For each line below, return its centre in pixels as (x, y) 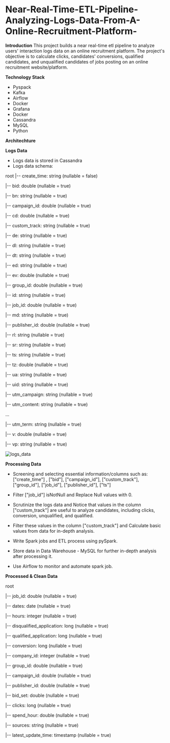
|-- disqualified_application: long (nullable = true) (57, 626)
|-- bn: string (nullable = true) (36, 195)
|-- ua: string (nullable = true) (36, 374)
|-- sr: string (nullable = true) (36, 345)
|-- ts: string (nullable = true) (35, 354)
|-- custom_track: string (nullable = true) (48, 225)
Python (20, 130)
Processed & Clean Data (31, 576)
